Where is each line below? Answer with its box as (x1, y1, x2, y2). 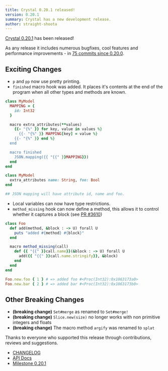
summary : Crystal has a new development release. (5, 17, 112, 22)
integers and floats (12, 320, 52, 326)
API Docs (12, 355, 32, 361)
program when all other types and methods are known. (12, 89, 127, 95)
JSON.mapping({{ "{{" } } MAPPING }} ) (14, 154, 89, 159)
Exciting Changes (5, 65, 62, 74)
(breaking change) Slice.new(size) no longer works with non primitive (12, 314, 160, 320)
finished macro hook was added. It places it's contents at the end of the (12, 84, 163, 90)
